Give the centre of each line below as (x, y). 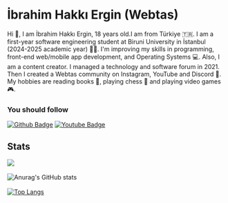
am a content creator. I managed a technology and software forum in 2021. (113, 66)
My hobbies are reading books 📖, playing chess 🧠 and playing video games (114, 81)
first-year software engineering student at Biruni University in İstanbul (106, 41)
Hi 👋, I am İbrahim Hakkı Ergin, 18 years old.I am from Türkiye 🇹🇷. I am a (111, 34)
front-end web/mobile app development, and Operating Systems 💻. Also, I (113, 57)
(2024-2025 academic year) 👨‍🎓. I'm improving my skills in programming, (111, 49)
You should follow (38, 109)
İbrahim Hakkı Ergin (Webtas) (93, 15)
